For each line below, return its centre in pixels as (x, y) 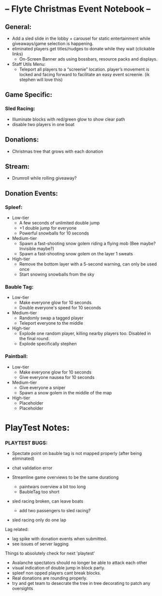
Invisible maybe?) (37, 249)
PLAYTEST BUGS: (26, 443)
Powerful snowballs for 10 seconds (54, 233)
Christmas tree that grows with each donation (57, 151)
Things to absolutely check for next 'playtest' (50, 553)
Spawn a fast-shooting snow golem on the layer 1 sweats (76, 254)
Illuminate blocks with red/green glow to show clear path (68, 119)
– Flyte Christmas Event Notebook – (78, 9)
